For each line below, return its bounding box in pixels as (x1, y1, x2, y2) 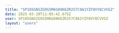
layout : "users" (5, 20, 38, 26)
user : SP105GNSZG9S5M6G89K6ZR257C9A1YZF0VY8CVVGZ (5, 16, 109, 21)
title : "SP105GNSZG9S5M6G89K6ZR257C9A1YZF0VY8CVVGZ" (5, 7, 115, 12)
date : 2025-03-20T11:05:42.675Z (5, 12, 71, 16)
